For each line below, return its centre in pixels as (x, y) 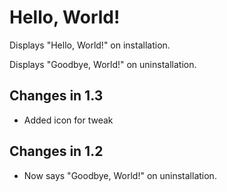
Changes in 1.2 (56, 151)
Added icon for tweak (68, 120)
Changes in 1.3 (56, 96)
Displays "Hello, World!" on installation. (90, 45)
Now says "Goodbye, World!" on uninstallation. (120, 175)
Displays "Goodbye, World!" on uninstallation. (103, 64)
